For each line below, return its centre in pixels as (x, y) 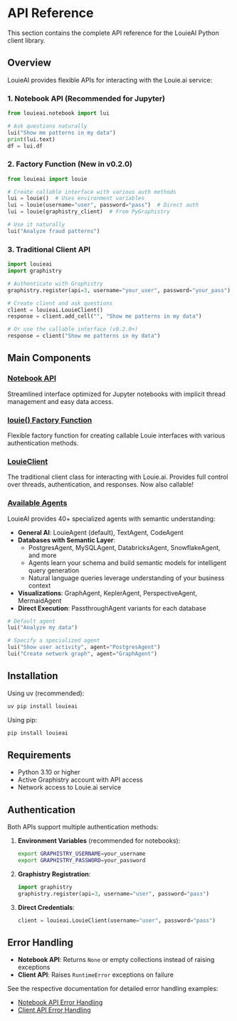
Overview (30, 63)
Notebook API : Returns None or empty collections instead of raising (116, 960)
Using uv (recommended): (46, 693)
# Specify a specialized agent (54, 641)
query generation (54, 570)
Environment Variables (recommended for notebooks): (99, 841)
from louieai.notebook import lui (59, 113)
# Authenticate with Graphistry (55, 284)
